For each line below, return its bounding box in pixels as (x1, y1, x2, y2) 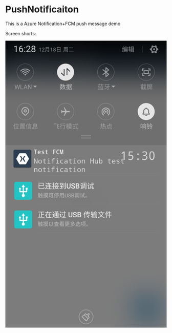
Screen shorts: (5, 30, 36, 36)
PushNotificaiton (5, 4, 79, 15)
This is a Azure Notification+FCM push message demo (5, 20, 121, 27)
